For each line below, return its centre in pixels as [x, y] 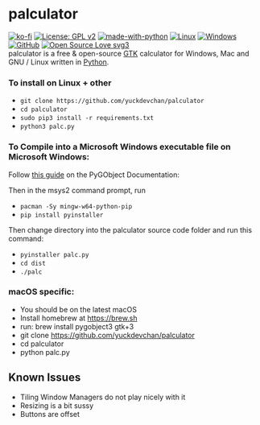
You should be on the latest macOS [78, 309]
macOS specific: [41, 292]
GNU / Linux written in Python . [59, 62]
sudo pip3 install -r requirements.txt [87, 118]
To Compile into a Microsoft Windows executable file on [120, 147]
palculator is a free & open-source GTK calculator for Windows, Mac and [129, 53]
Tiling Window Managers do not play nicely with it [103, 397]
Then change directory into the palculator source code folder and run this [130, 229]
